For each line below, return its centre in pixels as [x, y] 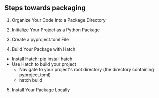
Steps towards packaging [45, 8]
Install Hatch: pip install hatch [42, 59]
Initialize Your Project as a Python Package [56, 30]
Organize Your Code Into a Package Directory [59, 20]
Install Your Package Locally [41, 90]
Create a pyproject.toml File [40, 39]
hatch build [31, 80]
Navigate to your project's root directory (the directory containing [87, 69]
